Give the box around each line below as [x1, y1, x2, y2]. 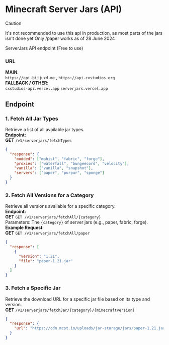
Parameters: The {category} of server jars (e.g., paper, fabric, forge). [5, 219, 148, 225]
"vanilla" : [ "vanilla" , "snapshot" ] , [14, 165, 94, 171]
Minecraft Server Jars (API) [5, 4, 122, 15]
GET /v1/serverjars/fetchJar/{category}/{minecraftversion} [5, 307, 135, 313]
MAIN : [5, 69, 19, 75]
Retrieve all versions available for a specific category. [5, 203, 116, 209]
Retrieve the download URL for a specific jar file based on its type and [5, 296, 150, 302]
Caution [5, 20, 22, 26]
